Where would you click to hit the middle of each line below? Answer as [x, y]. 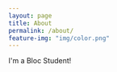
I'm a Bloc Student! [40, 61]
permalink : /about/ [41, 30]
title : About [30, 23]
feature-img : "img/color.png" [59, 38]
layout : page [30, 16]
